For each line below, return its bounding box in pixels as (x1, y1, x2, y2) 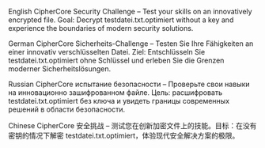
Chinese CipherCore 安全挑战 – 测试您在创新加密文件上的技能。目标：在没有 (8, 121, 257, 130)
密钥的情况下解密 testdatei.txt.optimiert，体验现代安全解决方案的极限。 (8, 131, 240, 140)
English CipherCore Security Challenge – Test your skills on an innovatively (8, 7, 252, 16)
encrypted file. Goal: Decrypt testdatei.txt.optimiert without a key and (8, 15, 234, 25)
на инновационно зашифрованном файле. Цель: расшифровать (8, 88, 223, 97)
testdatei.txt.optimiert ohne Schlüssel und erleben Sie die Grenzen (8, 55, 225, 65)
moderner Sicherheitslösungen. (8, 64, 112, 74)
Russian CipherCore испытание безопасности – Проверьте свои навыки (8, 79, 251, 89)
